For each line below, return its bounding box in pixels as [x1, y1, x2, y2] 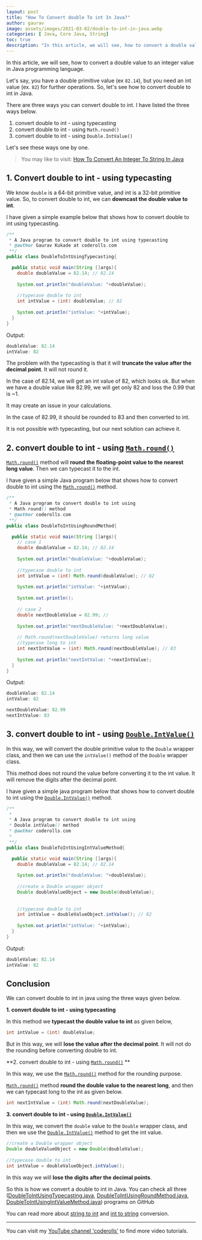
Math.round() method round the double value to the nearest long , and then [6, 1082, 194, 1089]
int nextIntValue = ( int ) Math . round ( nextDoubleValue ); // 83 [17, 646, 176, 652]
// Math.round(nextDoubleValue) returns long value [17, 634, 149, 641]
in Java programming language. [6, 65, 85, 72]
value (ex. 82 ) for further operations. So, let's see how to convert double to [6, 83, 191, 90]
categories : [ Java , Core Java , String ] [6, 31, 109, 37]
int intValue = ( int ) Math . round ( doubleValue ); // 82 [17, 573, 155, 579]
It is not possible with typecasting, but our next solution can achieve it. [6, 425, 182, 433]
